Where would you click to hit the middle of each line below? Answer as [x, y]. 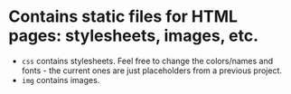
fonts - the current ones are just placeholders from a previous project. [151, 70]
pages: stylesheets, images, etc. [134, 36]
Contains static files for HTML [123, 17]
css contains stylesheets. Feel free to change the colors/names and [147, 61]
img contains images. [61, 80]
